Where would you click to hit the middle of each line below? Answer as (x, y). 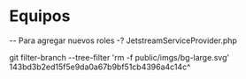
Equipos (40, 16)
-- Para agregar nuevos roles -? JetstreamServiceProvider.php (123, 40)
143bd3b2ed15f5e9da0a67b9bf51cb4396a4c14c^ (100, 67)
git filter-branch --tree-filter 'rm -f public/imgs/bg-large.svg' (119, 57)
